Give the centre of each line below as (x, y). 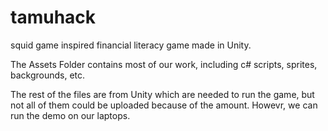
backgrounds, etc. (48, 75)
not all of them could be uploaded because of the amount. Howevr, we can (164, 105)
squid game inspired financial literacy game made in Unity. (131, 45)
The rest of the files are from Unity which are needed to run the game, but (162, 94)
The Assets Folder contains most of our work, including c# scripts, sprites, (164, 64)
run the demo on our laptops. (70, 115)
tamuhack (53, 17)
